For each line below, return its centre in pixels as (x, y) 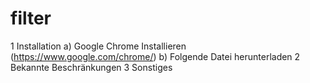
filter (31, 18)
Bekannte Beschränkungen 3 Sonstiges (91, 67)
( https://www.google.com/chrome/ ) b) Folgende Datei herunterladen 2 (155, 56)
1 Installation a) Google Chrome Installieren (98, 46)
